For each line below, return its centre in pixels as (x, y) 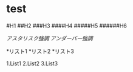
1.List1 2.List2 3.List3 (32, 63)
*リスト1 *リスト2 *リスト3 (40, 51)
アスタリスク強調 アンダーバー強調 (49, 38)
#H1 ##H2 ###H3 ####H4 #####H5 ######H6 (67, 26)
